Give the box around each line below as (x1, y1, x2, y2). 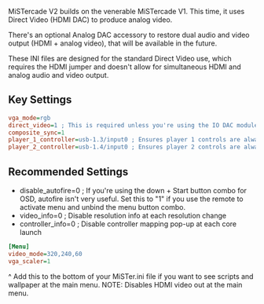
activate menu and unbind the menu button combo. (19, 203, 186, 211)
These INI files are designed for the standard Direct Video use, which (8, 54, 232, 63)
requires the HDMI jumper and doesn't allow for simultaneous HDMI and (8, 62, 241, 71)
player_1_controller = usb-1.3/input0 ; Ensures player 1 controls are (8, 136, 241, 144)
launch (19, 228, 42, 236)
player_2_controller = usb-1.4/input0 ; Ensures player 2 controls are (8, 143, 241, 152)
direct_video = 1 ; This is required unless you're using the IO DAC (8, 121, 234, 129)
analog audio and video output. (8, 71, 109, 79)
